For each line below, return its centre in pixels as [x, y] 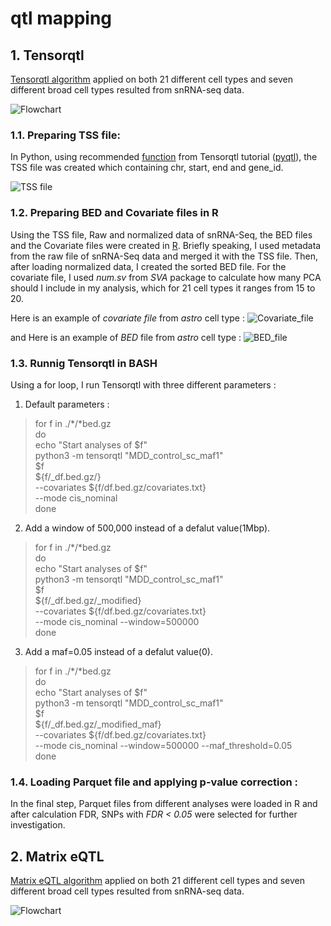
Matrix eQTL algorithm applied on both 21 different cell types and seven [158, 880]
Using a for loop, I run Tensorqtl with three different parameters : [143, 384]
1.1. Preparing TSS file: [65, 135]
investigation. [38, 825]
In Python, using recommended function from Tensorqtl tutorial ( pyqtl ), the [164, 157]
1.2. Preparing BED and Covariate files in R [114, 213]
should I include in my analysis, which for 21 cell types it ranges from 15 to [163, 288]
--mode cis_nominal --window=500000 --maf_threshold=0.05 [163, 745]
